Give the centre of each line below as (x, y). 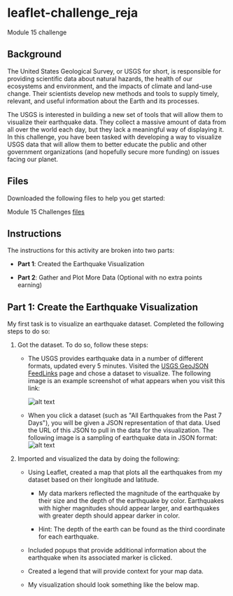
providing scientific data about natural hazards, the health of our (100, 78)
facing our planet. (33, 159)
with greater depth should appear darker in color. (109, 515)
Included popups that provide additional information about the (117, 550)
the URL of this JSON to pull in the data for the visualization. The (121, 430)
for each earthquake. (69, 536)
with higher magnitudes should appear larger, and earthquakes (129, 508)
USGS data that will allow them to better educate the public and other (107, 144)
